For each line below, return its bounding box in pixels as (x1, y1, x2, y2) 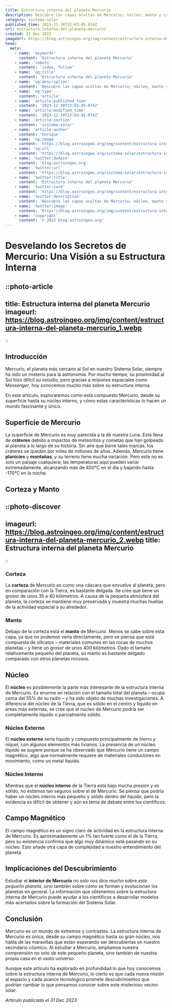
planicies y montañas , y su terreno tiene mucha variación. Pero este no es (5, 453, 163, 460)
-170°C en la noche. (5, 470, 47, 476)
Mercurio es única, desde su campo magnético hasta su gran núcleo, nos (5, 933, 160, 940)
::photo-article (5, 282, 53, 291)
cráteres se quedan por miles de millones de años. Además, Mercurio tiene (5, 448, 164, 454)
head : (5, 41, 17, 46)
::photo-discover (5, 502, 61, 511)
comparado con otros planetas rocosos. (5, 656, 90, 662)
